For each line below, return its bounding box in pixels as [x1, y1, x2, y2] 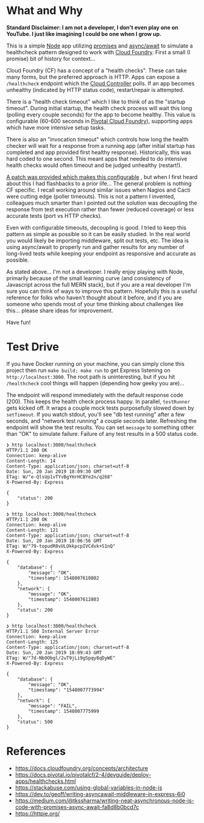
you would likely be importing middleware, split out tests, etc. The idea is [6, 237, 189, 244]
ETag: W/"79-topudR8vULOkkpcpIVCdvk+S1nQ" [6, 543, 116, 549]
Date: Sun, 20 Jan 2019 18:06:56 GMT [6, 538, 102, 544]
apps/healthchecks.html [15, 777, 76, 785]
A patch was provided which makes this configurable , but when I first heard [6, 173, 198, 180]
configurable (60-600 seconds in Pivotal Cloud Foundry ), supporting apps [6, 117, 193, 125]
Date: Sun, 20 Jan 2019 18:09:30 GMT [6, 468, 102, 475]
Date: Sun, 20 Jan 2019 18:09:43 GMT [6, 650, 102, 656]
